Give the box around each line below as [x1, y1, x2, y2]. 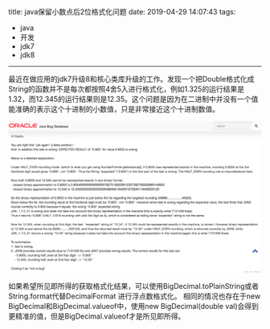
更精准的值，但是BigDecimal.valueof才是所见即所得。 [8, 311, 186, 321]
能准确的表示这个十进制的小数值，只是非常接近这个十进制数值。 [8, 104, 219, 114]
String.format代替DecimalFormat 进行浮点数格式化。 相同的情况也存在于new [8, 291, 261, 301]
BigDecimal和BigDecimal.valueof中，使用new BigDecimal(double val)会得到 [8, 301, 260, 311]
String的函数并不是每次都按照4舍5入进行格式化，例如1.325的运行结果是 [8, 84, 245, 94]
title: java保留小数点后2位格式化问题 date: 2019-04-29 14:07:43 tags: [8, 7, 236, 16]
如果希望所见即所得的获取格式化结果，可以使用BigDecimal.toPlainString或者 [8, 281, 260, 290]
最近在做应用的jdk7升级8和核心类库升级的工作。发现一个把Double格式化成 [8, 75, 255, 83]
